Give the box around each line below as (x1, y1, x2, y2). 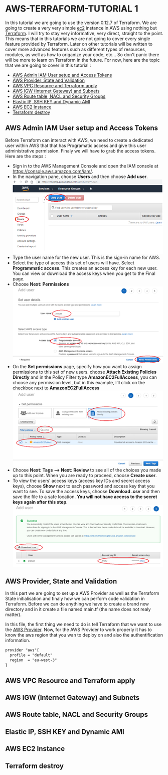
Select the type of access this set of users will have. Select (12, 260, 134, 266)
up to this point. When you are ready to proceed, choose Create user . (12, 473, 157, 479)
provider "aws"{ (5, 648, 39, 653)
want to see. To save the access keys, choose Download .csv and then (12, 489, 160, 495)
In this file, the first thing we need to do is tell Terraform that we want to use (5, 622, 162, 628)
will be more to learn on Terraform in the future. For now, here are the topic (5, 57, 160, 63)
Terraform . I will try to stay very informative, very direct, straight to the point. (5, 30, 163, 36)
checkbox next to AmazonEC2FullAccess (12, 385, 100, 391)
